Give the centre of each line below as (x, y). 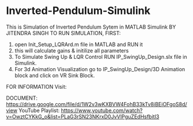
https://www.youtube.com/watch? (102, 110)
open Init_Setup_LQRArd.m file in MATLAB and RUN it (78, 44)
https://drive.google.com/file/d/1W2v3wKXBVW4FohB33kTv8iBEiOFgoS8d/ (97, 104)
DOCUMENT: (22, 98)
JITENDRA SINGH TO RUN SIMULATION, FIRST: (64, 33)
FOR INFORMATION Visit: (36, 86)
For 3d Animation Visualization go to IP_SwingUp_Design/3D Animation (100, 69)
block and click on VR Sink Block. (55, 75)
